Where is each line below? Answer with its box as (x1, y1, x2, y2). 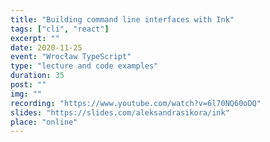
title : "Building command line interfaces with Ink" (10, 14, 235, 25)
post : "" (10, 80, 47, 90)
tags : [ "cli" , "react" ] (10, 24, 110, 34)
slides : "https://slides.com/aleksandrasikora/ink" (10, 107, 230, 118)
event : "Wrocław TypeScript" (10, 52, 132, 62)
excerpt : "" (10, 33, 60, 43)
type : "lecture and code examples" (10, 61, 159, 71)
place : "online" (10, 117, 78, 127)
